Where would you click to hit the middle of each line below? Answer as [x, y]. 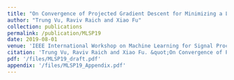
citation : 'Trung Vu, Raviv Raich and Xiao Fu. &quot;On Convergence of [115, 53]
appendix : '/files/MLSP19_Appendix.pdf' [67, 65]
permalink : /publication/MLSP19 [54, 33]
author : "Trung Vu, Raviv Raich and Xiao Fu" [74, 20]
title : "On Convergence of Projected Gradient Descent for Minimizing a [115, 14]
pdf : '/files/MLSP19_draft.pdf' [54, 59]
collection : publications [45, 26]
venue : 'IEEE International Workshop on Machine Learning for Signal [110, 46]
